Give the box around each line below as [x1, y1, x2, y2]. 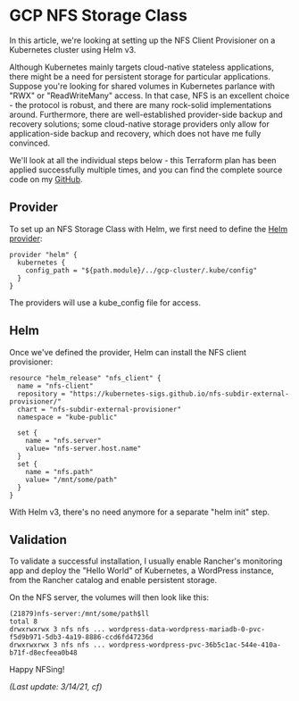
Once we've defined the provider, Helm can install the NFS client [9, 346, 247, 357]
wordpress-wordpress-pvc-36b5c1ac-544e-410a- [108, 640, 281, 650]
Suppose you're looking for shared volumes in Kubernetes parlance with [9, 80, 275, 91]
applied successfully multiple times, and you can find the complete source [9, 164, 283, 175]
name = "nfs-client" [17, 381, 94, 390]
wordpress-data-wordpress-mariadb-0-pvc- [108, 625, 266, 634]
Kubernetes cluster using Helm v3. [9, 44, 137, 54]
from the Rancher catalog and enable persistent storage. [9, 575, 218, 586]
